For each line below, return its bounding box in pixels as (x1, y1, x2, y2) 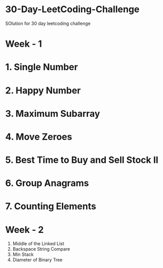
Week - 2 (5, 224, 44, 236)
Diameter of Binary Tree (12, 257, 63, 263)
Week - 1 (5, 38, 42, 50)
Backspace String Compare (12, 246, 70, 252)
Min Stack (12, 251, 34, 257)
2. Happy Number (5, 85, 81, 96)
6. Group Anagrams (5, 178, 89, 189)
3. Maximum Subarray (5, 108, 100, 119)
